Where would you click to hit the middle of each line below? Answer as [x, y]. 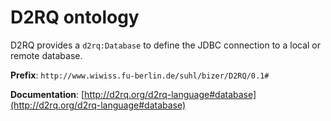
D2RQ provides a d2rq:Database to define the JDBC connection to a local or [166, 45]
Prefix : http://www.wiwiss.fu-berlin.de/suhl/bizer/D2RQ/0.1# [140, 75]
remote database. [46, 55]
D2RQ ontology [75, 17]
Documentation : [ [47, 94]
